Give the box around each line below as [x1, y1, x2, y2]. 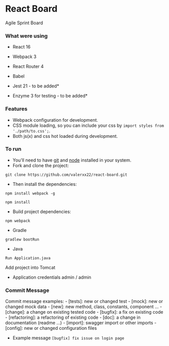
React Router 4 [12, 64, 44, 70]
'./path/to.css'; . [12, 127, 50, 134]
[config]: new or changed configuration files [5, 325, 97, 331]
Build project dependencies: [12, 208, 72, 215]
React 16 [12, 44, 31, 50]
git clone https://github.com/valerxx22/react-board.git [5, 172, 128, 177]
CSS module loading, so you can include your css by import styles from [12, 122, 164, 128]
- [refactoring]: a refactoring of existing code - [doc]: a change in [5, 314, 141, 321]
